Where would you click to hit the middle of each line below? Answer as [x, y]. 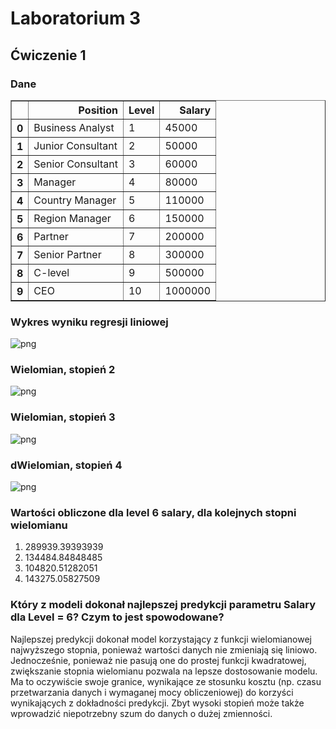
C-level [51, 272]
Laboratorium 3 [76, 18]
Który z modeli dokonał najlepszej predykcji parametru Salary [163, 605]
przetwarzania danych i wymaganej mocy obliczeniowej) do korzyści [152, 692]
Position [98, 110]
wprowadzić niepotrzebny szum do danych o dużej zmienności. [141, 713]
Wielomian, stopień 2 [63, 370]
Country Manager [75, 200]
